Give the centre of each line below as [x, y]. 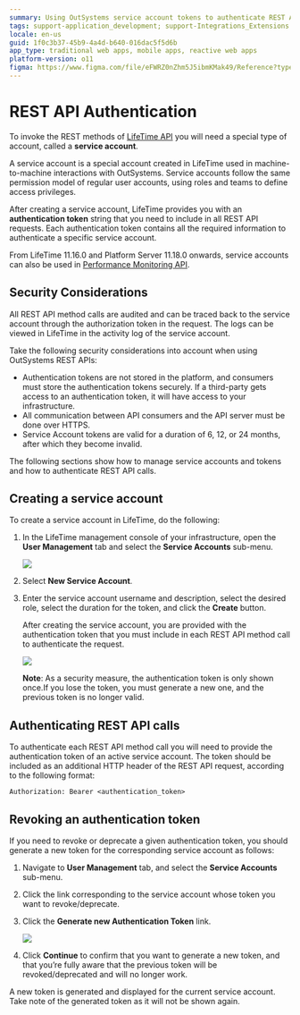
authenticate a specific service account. [83, 237]
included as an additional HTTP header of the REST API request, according [147, 766]
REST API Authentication [103, 112]
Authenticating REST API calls [95, 725]
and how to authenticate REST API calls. [83, 470]
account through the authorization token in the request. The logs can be [142, 324]
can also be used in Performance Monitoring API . [100, 264]
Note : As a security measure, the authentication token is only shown [148, 678]
